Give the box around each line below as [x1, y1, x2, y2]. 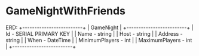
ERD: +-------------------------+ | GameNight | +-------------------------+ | [5, 24, 194, 31]
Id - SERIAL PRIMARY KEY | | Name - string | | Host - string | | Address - [5, 30, 183, 37]
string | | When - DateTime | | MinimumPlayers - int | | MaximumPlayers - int [5, 36, 192, 43]
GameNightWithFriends [5, 4, 126, 18]
